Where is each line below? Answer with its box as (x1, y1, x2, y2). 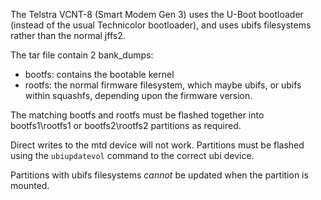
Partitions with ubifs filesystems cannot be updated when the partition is (10, 169, 309, 181)
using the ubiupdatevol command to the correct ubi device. (10, 150, 255, 161)
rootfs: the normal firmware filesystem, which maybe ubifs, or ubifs (24, 79, 302, 91)
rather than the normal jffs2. (10, 30, 126, 41)
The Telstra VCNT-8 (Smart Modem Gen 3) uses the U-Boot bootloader (10, 9, 304, 20)
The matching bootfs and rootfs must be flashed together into (10, 109, 265, 121)
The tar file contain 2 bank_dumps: (10, 49, 154, 61)
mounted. (10, 180, 50, 191)
